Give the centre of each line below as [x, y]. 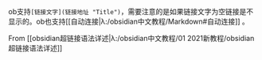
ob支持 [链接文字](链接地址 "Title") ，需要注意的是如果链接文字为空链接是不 [131, 11]
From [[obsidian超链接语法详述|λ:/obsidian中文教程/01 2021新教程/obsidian [131, 38]
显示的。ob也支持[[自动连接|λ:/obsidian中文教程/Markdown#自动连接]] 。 [129, 21]
